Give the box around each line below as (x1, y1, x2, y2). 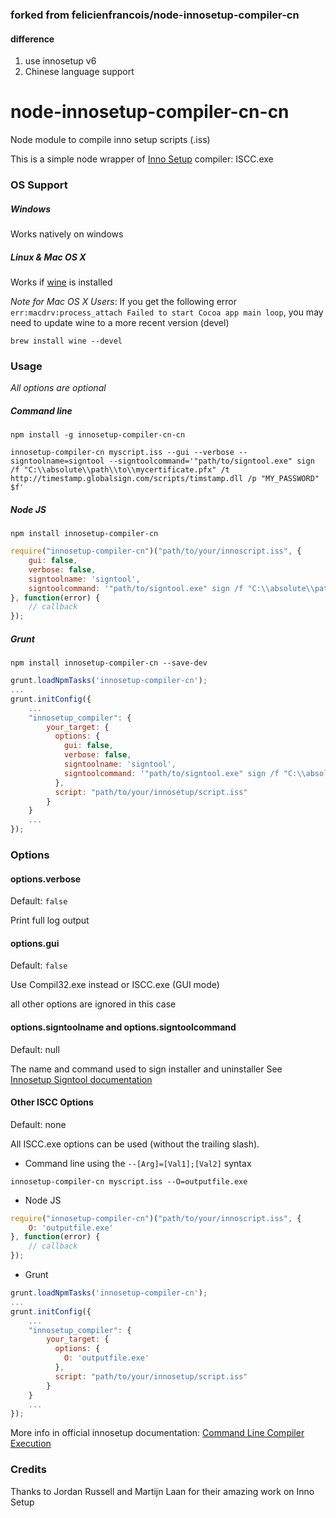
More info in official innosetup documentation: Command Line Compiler (10, 1427, 305, 1439)
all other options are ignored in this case (10, 998, 177, 1010)
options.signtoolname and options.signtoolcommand (10, 1021, 237, 1033)
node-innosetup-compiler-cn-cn (10, 101, 290, 123)
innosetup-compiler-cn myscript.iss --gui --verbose (10, 448, 235, 458)
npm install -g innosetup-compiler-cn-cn (10, 430, 186, 440)
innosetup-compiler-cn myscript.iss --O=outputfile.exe (10, 1176, 248, 1187)
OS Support (10, 178, 68, 192)
